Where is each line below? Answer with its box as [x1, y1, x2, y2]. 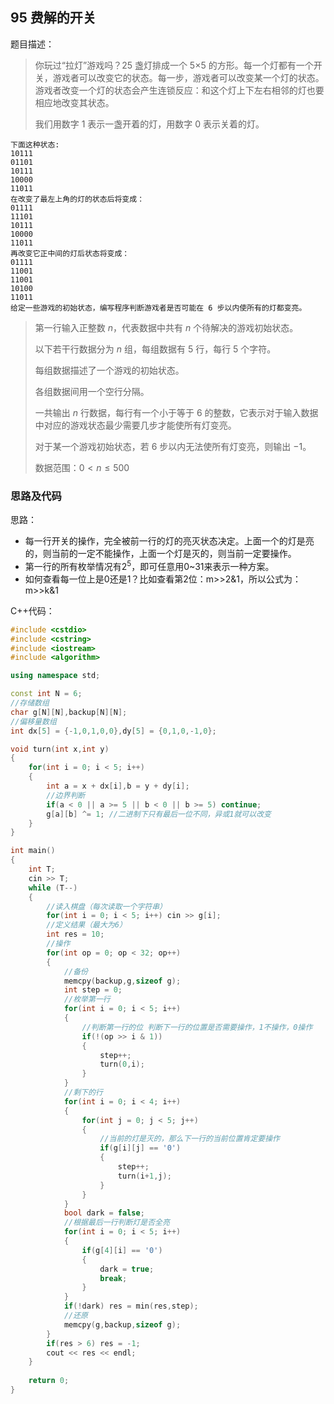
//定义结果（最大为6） [46, 920, 127, 930]
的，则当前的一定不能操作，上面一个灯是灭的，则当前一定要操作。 [24, 548, 297, 560]
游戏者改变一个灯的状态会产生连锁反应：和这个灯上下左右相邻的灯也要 [34, 84, 325, 96]
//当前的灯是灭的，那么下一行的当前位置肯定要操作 [99, 1134, 280, 1144]
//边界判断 [46, 790, 86, 800]
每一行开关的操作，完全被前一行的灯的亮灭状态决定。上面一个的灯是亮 [24, 535, 315, 547]
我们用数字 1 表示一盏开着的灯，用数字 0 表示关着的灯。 [34, 118, 265, 130]
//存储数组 [10, 698, 50, 708]
